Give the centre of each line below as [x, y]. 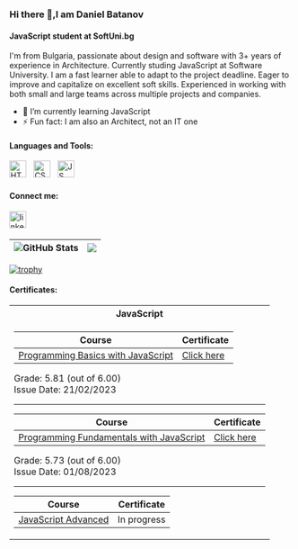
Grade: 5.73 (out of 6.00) [67, 460]
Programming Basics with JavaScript [96, 355]
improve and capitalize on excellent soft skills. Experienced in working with [148, 85]
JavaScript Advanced [64, 519]
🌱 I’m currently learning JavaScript [86, 112]
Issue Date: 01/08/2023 [65, 472]
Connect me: [34, 195]
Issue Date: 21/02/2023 [65, 389]
